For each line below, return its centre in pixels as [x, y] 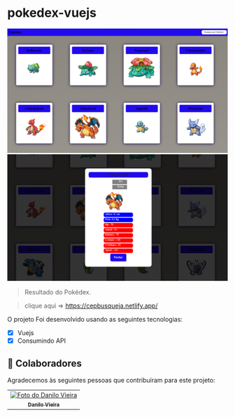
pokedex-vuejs [52, 13]
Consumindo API [42, 341]
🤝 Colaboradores [45, 363]
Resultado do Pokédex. [58, 292]
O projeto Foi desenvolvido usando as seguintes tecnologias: [95, 320]
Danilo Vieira [44, 404]
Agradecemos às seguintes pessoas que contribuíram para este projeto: [111, 381]
